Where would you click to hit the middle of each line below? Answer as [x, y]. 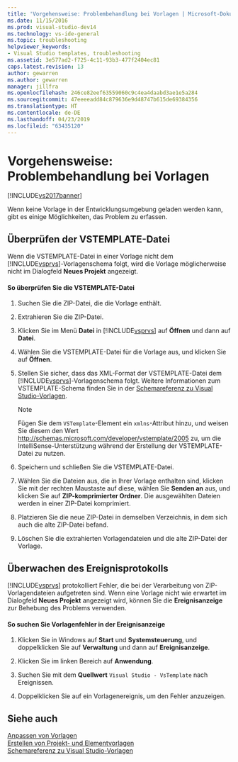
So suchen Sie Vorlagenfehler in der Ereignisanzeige [86, 624]
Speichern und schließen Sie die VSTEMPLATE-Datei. [96, 467]
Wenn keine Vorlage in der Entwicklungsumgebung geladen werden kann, [115, 209]
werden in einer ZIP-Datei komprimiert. [74, 503]
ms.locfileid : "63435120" [45, 126]
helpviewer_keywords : [39, 47]
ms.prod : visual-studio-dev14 [52, 27]
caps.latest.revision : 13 [45, 67]
